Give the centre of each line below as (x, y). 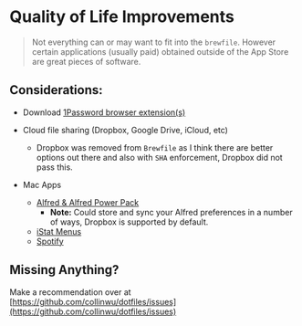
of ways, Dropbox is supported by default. (129, 222)
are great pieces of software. (86, 61)
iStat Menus (59, 231)
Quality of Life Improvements (122, 17)
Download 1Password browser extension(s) (104, 112)
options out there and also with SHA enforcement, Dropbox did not (159, 157)
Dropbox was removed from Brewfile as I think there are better (155, 147)
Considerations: (56, 90)
